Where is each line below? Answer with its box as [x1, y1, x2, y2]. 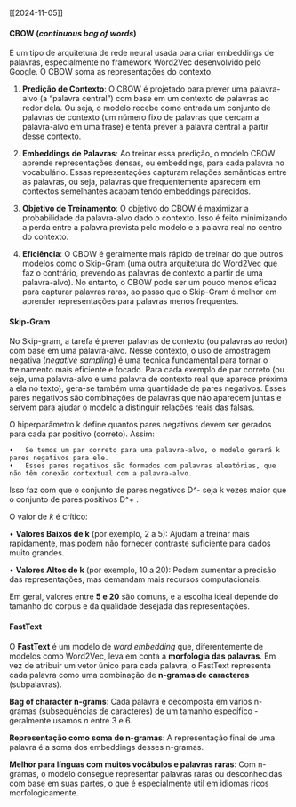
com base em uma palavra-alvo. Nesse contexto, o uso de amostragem [9, 346, 271, 356]
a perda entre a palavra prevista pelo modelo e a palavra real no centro [21, 222, 283, 233]
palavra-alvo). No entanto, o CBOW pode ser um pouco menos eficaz [21, 277, 277, 288]
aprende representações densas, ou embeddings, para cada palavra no [21, 157, 284, 168]
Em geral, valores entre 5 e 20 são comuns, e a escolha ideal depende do [9, 591, 279, 603]
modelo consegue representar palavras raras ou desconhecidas [47, 768, 283, 779]
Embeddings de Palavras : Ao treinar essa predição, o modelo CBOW [21, 148, 276, 159]
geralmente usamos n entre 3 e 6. [9, 715, 133, 725]
